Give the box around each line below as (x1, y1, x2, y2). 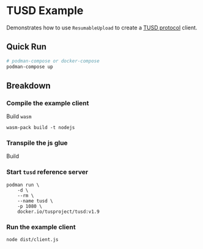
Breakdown (6, 80, 51, 91)
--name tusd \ (17, 198, 53, 204)
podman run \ (6, 182, 40, 188)
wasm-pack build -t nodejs (6, 125, 75, 131)
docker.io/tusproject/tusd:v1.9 (17, 209, 100, 215)
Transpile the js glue (6, 139, 68, 147)
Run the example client (6, 223, 76, 231)
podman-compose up (6, 64, 53, 70)
